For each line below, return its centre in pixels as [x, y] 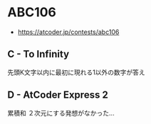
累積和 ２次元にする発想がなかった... [61, 113]
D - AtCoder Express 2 [58, 95]
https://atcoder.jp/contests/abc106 [68, 32]
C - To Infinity [38, 54]
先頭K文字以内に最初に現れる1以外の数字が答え [77, 72]
